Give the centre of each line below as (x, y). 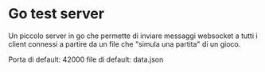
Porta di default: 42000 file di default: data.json (86, 59)
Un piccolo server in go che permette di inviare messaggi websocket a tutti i (133, 36)
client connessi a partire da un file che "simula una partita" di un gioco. (125, 44)
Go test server (57, 14)
